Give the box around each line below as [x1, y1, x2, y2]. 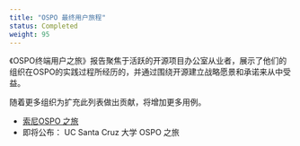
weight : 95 [9, 30, 50, 39]
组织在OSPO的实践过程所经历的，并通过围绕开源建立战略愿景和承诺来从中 [9, 66, 284, 77]
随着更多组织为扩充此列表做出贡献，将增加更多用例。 [9, 97, 207, 107]
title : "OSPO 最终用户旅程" [9, 13, 106, 22]
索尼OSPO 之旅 [22, 116, 79, 126]
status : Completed [9, 21, 78, 30]
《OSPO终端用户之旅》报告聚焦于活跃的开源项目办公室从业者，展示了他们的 [9, 56, 287, 66]
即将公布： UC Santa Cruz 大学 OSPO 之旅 [22, 127, 180, 138]
